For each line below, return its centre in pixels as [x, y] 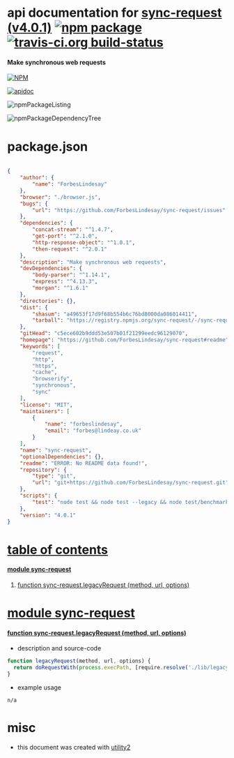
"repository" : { [44, 470]
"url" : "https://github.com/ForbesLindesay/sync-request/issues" [129, 210]
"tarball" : [48, 320]
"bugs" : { [34, 204]
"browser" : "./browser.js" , [60, 197]
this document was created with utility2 [74, 747]
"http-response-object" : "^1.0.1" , [84, 242]
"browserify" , [53, 379]
